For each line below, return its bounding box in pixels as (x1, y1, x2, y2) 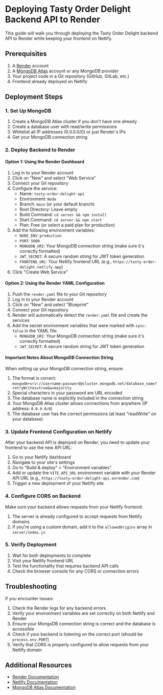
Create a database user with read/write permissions (12, 124, 117, 130)
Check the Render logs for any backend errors (12, 605, 106, 611)
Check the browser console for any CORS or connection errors (12, 568, 139, 574)
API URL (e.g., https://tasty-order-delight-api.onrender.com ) (12, 475, 140, 481)
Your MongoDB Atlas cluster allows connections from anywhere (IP (12, 400, 148, 406)
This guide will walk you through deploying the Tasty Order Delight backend (5, 30, 158, 36)
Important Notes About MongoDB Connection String (5, 355, 114, 361)
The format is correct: (12, 375, 56, 381)
